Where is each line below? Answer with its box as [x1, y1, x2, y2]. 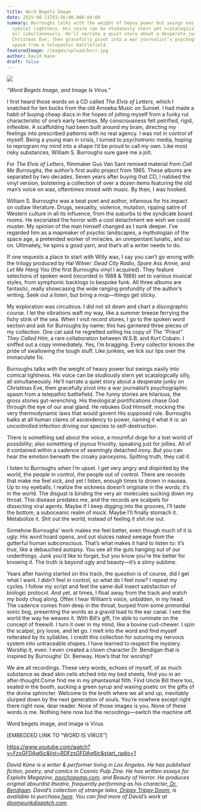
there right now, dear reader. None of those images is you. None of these [7, 702, 187, 709]
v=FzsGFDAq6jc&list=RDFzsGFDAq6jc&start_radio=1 [7, 749, 137, 756]
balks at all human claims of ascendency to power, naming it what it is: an [7, 416, 187, 423]
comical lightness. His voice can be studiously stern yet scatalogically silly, [7, 371, 191, 379]
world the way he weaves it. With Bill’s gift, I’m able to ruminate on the [7, 614, 178, 622]
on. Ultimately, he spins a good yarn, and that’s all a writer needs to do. [7, 241, 181, 248]
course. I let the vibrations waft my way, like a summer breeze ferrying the [7, 309, 189, 316]
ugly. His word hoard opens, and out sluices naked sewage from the [7, 533, 174, 540]
